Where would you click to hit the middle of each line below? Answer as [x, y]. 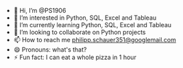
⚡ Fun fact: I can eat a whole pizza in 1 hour [75, 57]
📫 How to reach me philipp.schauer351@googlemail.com [95, 40]
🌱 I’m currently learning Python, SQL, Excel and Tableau [93, 25]
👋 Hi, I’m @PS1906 [40, 11]
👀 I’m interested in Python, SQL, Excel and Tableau [85, 18]
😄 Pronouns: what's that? [50, 50]
